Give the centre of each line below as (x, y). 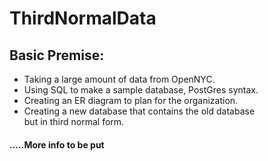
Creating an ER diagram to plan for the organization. (131, 100)
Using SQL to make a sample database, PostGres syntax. (141, 90)
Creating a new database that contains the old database (139, 111)
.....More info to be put (57, 144)
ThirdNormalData (83, 18)
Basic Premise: (57, 55)
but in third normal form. (74, 121)
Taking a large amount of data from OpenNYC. (119, 79)
